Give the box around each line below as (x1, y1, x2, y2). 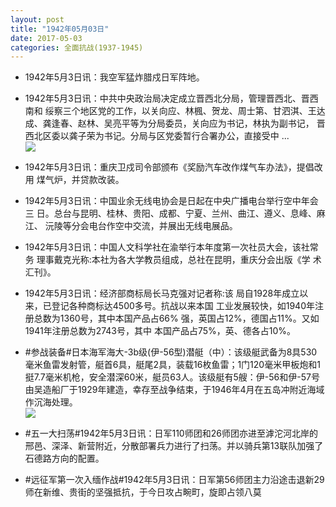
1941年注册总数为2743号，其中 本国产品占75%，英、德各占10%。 (24, 325, 297, 337)
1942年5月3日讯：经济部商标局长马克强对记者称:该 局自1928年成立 (24, 287, 300, 300)
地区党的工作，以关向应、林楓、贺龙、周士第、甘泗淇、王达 (79, 105, 326, 117)
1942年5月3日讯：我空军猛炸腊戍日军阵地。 (24, 71, 205, 83)
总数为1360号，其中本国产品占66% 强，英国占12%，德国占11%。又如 (33, 312, 320, 325)
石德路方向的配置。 (24, 452, 105, 465)
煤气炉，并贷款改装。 (36, 174, 125, 186)
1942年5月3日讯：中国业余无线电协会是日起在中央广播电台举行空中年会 (24, 195, 319, 207)
